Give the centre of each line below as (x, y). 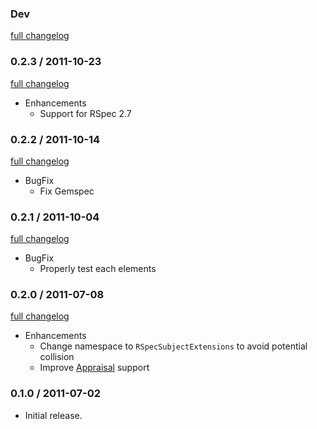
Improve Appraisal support (94, 368)
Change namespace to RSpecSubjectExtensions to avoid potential (173, 346)
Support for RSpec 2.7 (85, 113)
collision (57, 357)
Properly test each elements (98, 269)
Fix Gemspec (67, 191)
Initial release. (53, 415)
